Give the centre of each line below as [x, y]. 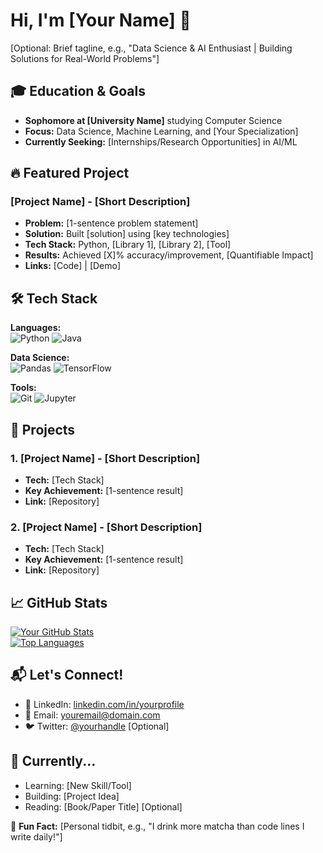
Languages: [36, 328]
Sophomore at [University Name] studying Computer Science [153, 120]
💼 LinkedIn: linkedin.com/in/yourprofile [104, 704]
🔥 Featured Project [70, 173]
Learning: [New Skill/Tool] [78, 785]
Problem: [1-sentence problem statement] [111, 223]
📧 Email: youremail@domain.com [92, 715]
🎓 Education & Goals [78, 91]
